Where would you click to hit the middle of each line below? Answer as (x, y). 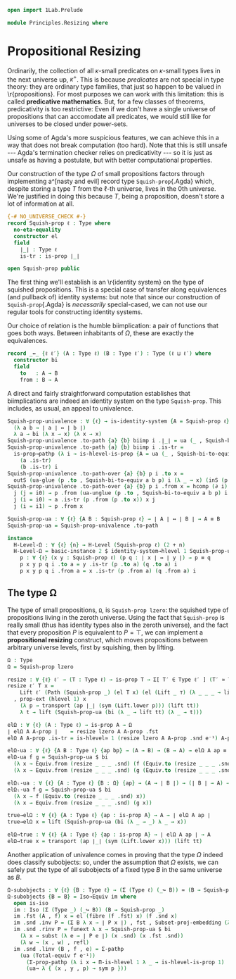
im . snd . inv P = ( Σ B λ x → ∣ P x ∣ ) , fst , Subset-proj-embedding (117, 923)
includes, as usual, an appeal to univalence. (70, 408)
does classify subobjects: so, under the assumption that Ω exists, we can (113, 862)
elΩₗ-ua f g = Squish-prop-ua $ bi (59, 790)
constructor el (36, 236)
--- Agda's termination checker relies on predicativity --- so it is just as (110, 153)
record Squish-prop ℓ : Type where (59, 223)
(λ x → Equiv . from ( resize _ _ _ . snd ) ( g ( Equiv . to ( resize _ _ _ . (118, 771)
